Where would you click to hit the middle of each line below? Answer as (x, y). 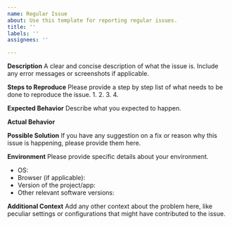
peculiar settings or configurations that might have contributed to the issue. (117, 214)
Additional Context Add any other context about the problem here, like (110, 206)
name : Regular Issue (38, 14)
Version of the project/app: (57, 185)
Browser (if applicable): (51, 178)
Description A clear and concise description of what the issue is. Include (113, 66)
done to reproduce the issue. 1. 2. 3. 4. (63, 95)
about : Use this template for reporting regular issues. (92, 20)
